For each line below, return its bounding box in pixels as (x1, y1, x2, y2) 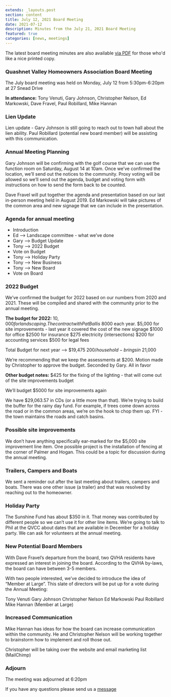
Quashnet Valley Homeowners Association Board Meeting (5, 68, 152, 75)
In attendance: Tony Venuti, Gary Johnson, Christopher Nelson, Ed (5, 95, 146, 101)
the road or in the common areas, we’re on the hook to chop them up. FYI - (5, 408, 163, 414)
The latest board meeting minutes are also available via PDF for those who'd (5, 50, 166, 56)
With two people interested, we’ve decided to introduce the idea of (5, 575, 146, 581)
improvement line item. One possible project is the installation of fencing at (5, 443, 162, 449)
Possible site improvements (5, 426, 76, 434)
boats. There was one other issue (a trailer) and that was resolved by (5, 484, 151, 490)
